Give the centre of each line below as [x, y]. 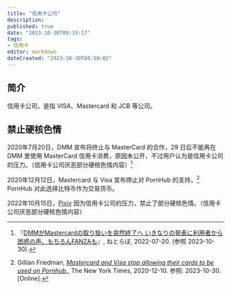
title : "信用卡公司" [34, 13]
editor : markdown [32, 52]
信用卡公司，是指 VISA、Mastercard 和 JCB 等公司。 [82, 106]
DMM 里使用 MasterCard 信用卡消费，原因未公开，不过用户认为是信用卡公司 [115, 156]
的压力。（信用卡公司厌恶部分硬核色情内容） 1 [70, 164]
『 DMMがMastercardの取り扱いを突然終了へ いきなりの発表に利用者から [120, 233]
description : [26, 20]
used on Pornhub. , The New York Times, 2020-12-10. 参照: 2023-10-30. [119, 270]
